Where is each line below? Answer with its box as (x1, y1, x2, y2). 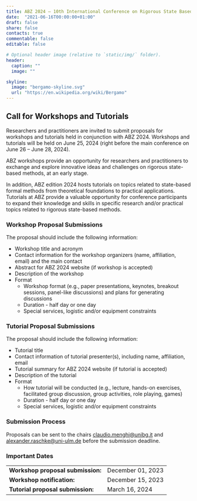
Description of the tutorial (14, 372, 77, 379)
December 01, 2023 (107, 466, 164, 474)
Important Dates (6, 452, 54, 460)
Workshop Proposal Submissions (6, 221, 103, 229)
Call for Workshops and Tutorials (6, 111, 129, 121)
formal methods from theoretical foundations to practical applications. (6, 187, 175, 194)
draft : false (6, 19, 38, 25)
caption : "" (11, 63, 41, 69)
